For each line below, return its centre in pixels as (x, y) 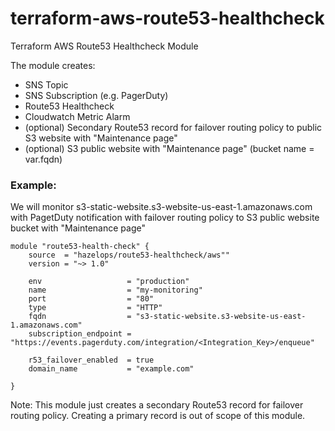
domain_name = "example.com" (111, 369)
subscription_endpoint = (80, 334)
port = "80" (91, 299)
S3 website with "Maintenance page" (101, 138)
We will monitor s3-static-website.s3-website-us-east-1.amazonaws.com (161, 207)
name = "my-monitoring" (115, 290)
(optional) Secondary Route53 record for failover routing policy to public (173, 127)
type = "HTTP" (95, 308)
